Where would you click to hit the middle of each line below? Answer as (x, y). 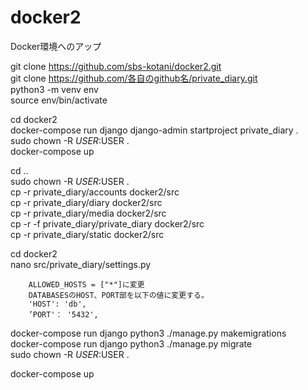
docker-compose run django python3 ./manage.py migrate (131, 343)
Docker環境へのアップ (56, 46)
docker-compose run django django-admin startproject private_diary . (154, 130)
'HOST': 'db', (57, 304)
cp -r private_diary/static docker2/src (87, 234)
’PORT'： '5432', (63, 314)
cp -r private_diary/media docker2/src (88, 213)
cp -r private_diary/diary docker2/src (86, 202)
